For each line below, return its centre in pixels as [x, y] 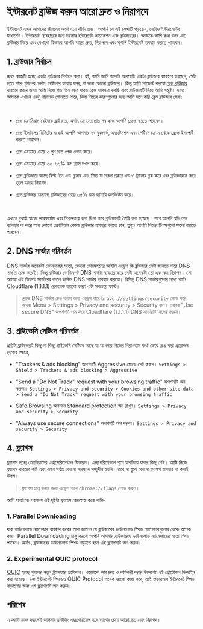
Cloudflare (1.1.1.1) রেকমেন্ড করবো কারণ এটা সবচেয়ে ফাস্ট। [64, 286]
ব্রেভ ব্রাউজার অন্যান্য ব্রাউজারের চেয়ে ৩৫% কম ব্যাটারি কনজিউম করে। [75, 194]
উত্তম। [13, 476]
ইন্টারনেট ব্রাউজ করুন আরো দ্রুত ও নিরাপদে [77, 12]
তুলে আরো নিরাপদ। [33, 182]
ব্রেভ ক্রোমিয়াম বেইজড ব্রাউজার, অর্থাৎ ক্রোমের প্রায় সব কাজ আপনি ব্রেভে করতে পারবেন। [90, 120]
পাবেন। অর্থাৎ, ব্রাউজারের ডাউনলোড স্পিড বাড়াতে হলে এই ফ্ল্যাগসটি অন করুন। [74, 543]
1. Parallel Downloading [42, 516]
